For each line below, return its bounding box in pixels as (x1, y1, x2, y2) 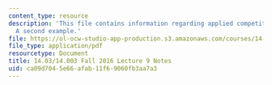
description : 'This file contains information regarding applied (8, 19, 233, 28)
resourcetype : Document (8, 49, 89, 57)
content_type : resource (8, 11, 89, 20)
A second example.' (15, 27, 82, 35)
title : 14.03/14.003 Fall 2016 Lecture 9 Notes (8, 57, 172, 66)
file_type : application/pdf (8, 42, 104, 50)
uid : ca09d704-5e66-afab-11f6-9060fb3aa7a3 (8, 65, 158, 73)
